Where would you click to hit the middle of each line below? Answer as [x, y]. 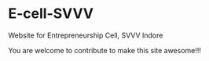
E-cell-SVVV [51, 14]
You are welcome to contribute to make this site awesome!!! [105, 50]
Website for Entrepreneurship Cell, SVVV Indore [86, 35]
